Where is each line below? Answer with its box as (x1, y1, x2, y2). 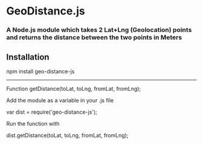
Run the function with (6, 120, 60, 127)
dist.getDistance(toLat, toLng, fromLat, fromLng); (6, 131, 129, 139)
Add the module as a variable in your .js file (6, 96, 114, 103)
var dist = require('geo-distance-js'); (6, 108, 98, 116)
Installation (6, 52, 50, 62)
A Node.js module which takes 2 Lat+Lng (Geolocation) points (6, 26, 192, 34)
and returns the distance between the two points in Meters (6, 33, 182, 42)
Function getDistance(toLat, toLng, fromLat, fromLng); (6, 85, 141, 92)
